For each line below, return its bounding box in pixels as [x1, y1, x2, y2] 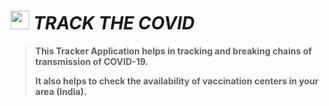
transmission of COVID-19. [34, 55, 149, 67]
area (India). [34, 85, 87, 97]
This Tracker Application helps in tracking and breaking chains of [34, 45, 313, 57]
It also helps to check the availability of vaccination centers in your [34, 75, 319, 87]
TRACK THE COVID [33, 12, 195, 35]
